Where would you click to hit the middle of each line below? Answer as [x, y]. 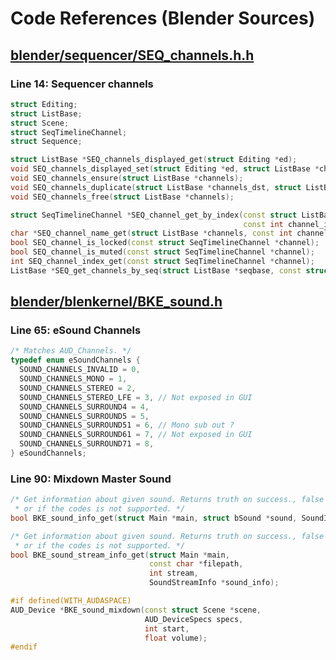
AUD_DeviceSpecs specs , [194, 619]
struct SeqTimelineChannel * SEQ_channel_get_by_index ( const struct [154, 215]
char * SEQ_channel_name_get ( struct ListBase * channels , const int [151, 233]
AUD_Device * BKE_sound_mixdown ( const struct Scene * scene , [136, 610]
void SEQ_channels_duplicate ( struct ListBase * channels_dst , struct [156, 187]
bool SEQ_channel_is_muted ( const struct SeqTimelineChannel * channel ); [162, 252]
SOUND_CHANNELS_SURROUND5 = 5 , [84, 416]
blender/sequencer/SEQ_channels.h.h [132, 55]
